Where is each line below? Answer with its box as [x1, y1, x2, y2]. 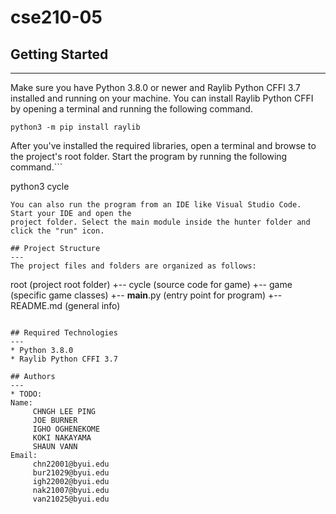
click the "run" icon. [10, 226, 105, 236]
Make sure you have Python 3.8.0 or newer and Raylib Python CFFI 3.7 [10, 82, 301, 93]
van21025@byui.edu [32, 494, 110, 504]
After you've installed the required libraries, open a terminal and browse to [10, 140, 317, 151]
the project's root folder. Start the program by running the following [10, 151, 288, 162]
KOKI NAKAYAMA [32, 433, 92, 443]
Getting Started [10, 46, 109, 63]
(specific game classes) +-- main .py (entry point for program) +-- [10, 289, 283, 301]
